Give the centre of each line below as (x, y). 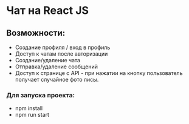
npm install (29, 108)
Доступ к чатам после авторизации (61, 54)
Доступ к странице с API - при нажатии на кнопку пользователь (99, 73)
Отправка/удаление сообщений (57, 67)
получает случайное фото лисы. (57, 80)
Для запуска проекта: (40, 95)
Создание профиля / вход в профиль (63, 47)
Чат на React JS (48, 11)
